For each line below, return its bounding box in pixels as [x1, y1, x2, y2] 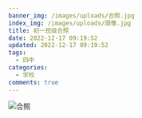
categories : [8, 64, 48, 72]
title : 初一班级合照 [8, 26, 69, 34]
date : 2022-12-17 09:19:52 [8, 33, 98, 42]
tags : [8, 49, 26, 57]
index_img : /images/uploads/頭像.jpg [8, 19, 132, 27]
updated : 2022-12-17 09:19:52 [8, 41, 109, 49]
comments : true [8, 78, 59, 86]
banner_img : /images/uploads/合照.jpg [8, 11, 135, 20]
